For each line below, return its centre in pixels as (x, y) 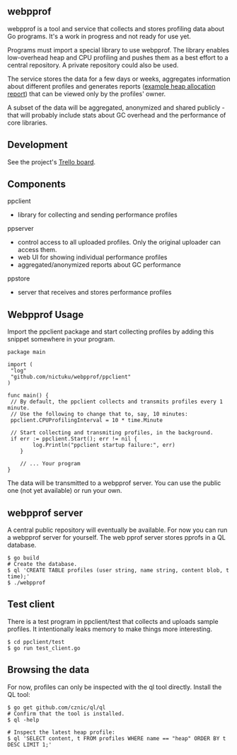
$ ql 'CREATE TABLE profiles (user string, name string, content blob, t (118, 570)
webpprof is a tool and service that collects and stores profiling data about (116, 28)
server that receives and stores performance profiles (94, 293)
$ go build (23, 558)
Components (36, 185)
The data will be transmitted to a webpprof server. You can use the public (114, 483)
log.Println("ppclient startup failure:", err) (104, 445)
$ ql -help (23, 720)
